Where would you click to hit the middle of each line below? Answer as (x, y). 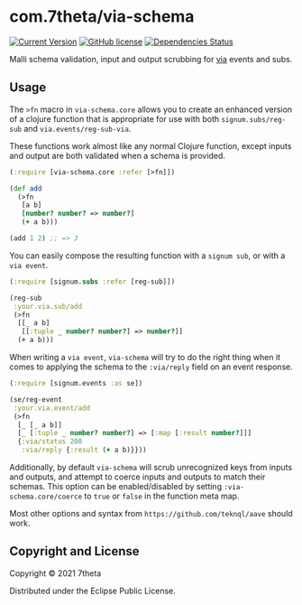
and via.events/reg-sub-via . (78, 128)
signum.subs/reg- (253, 119)
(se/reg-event (36, 399)
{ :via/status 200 (50, 442)
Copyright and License (74, 551)
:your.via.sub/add (48, 306)
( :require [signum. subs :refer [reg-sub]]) (92, 282)
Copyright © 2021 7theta (55, 573)
